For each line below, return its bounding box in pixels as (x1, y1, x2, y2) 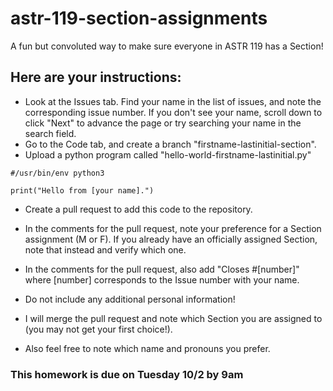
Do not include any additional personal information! (24, 293, 236, 305)
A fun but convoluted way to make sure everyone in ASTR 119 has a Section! (10, 40, 324, 52)
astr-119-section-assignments (10, 7, 268, 30)
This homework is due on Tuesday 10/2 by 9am (10, 367, 244, 381)
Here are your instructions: (10, 69, 182, 86)
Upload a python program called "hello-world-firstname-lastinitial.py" (24, 148, 312, 161)
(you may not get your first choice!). (24, 323, 173, 335)
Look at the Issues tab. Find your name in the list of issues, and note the (24, 95, 322, 107)
